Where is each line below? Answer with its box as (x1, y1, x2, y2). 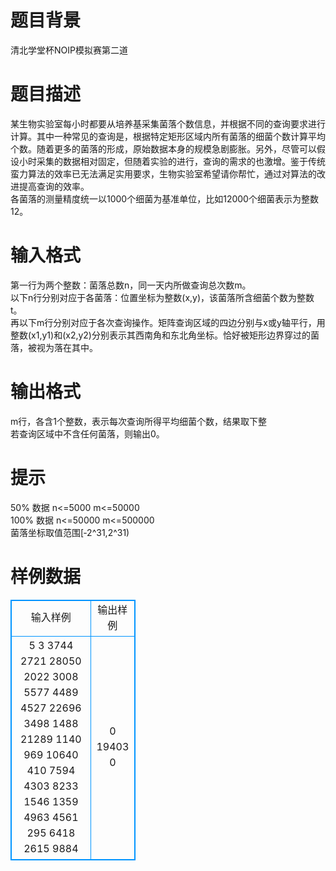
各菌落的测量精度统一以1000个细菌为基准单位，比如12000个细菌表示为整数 (10, 192, 319, 205)
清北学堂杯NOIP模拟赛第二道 (10, 44, 128, 56)
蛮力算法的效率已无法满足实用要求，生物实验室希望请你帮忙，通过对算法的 (10, 167, 317, 180)
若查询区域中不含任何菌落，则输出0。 (10, 427, 165, 440)
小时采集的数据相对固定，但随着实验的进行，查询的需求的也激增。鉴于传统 (18, 155, 326, 167)
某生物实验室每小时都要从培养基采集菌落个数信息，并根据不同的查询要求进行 (10, 117, 326, 130)
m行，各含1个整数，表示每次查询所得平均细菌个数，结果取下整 (10, 415, 267, 427)
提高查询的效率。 (18, 180, 90, 192)
